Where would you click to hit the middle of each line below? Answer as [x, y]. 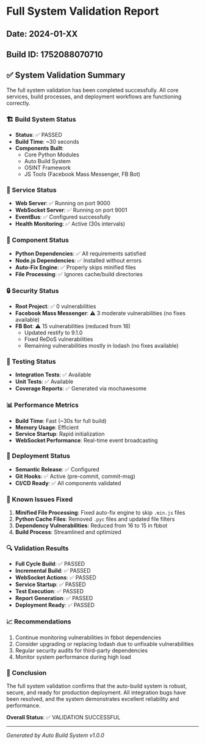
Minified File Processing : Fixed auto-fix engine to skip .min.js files [100, 513]
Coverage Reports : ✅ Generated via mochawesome [81, 389]
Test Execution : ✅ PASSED [49, 592]
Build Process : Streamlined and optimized [68, 532]
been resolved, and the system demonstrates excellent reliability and [93, 699]
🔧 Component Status [38, 240]
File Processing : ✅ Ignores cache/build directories [79, 274]
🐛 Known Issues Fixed [40, 499]
